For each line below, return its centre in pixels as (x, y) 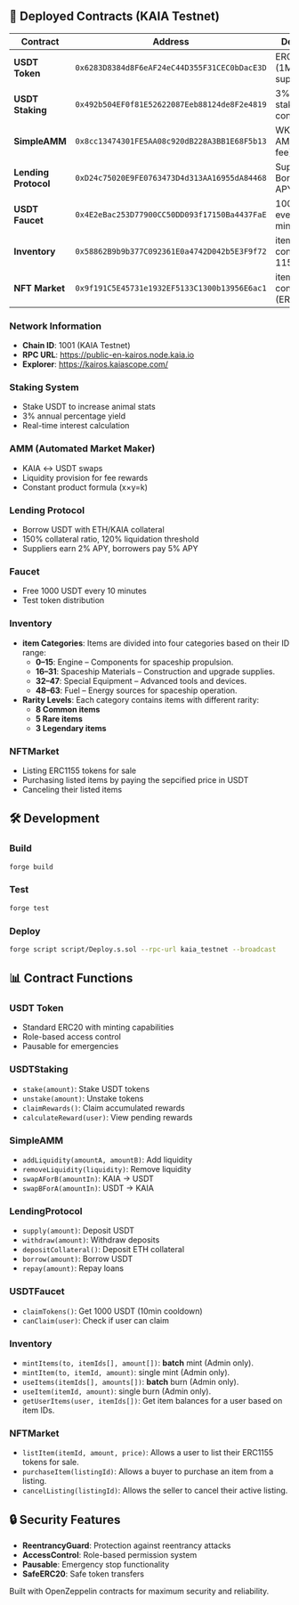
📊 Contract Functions (71, 978)
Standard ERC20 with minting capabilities (98, 1027)
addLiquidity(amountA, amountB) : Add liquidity (107, 1160)
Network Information (56, 326)
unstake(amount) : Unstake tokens (83, 1098)
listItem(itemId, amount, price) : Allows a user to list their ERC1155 (148, 1453)
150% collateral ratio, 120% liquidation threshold (110, 539)
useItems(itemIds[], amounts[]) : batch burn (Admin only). (130, 1381)
